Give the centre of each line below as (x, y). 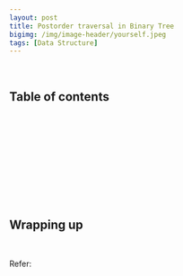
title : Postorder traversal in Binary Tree (92, 26)
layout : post (34, 18)
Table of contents (59, 97)
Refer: (21, 264)
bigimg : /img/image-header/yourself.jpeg (88, 34)
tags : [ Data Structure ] (54, 43)
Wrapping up (46, 224)
